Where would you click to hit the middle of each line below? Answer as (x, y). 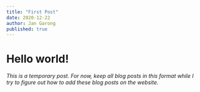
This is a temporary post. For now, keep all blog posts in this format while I (100, 76)
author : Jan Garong (31, 23)
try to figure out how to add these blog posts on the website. (82, 82)
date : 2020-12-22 (28, 18)
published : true (27, 29)
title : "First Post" (33, 12)
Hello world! (37, 59)
